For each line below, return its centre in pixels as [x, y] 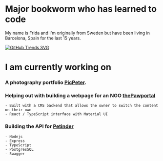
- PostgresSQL [20, 149]
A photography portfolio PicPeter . [46, 82]
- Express [15, 141]
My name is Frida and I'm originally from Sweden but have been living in [78, 33]
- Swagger [15, 154]
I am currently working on [58, 67]
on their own [18, 110]
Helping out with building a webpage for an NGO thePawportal [80, 95]
